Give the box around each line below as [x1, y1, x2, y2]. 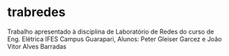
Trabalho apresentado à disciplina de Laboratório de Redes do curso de [7, 27, 214, 36]
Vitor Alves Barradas [7, 42, 67, 50]
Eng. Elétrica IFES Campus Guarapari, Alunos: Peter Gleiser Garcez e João [7, 34, 222, 43]
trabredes [7, 4, 66, 20]
